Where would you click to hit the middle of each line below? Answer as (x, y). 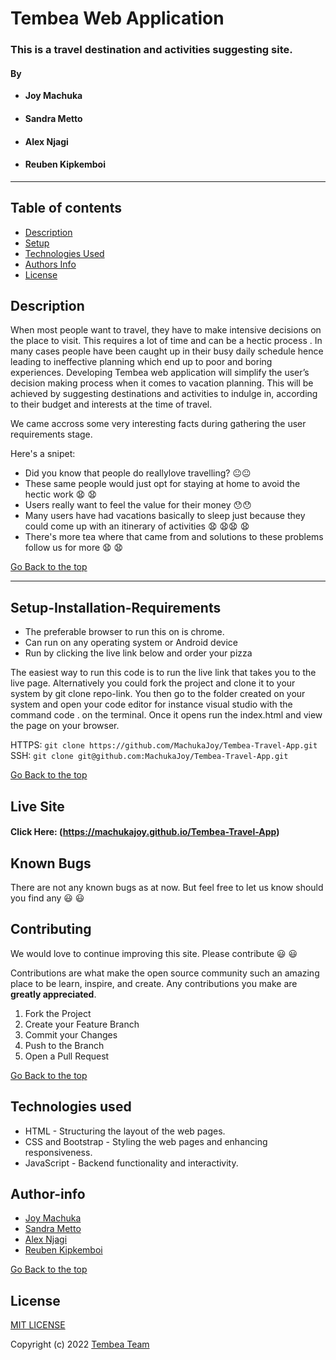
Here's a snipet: (43, 454)
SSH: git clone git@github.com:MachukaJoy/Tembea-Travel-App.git (149, 756)
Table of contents (66, 208)
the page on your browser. (65, 726)
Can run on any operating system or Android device (131, 643)
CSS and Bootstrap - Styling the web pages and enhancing (146, 1141)
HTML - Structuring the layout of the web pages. (125, 1131)
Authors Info (50, 264)
